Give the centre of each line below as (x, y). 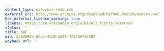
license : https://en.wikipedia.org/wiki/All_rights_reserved (69, 23)
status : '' (16, 28)
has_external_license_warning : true (42, 18)
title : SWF (16, 32)
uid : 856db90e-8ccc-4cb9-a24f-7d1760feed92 (50, 37)
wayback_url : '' (22, 41)
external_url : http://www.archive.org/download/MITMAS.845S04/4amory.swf (82, 14)
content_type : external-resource (39, 9)
